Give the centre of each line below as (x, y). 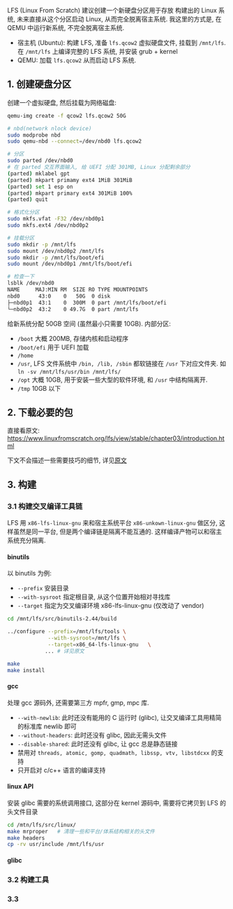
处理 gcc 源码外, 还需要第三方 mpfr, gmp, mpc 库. (78, 702)
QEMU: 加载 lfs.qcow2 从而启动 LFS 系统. (77, 60)
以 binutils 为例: (30, 574)
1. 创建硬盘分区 (39, 84)
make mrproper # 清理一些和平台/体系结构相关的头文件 (81, 831)
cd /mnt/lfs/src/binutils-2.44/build (62, 619)
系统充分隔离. (27, 541)
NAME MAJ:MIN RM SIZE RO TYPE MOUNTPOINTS (78, 290)
